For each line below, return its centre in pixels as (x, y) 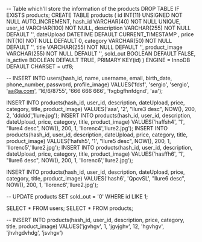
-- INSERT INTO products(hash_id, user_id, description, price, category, (96, 220)
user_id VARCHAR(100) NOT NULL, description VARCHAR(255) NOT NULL (99, 28)
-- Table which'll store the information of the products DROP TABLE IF (93, 9)
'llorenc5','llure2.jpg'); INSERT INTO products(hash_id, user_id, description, (99, 148)
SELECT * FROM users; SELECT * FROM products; (70, 208)
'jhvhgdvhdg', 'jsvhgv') (35, 233)
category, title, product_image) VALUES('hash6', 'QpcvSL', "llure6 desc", (96, 178)
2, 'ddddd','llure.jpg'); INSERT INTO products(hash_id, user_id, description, (99, 115)
